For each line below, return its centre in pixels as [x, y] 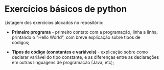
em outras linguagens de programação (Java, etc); [63, 62]
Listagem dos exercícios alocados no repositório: [54, 23]
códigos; [21, 42]
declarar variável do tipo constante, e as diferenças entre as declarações [85, 57]
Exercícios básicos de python [66, 9]
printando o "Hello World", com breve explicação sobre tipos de [76, 37]
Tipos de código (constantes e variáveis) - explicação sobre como [80, 52]
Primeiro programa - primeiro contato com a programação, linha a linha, [85, 32]
